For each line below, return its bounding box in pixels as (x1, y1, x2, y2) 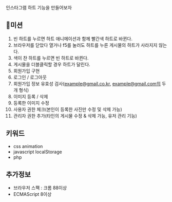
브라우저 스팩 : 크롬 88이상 (13, 185, 67, 191)
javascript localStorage (13, 149, 62, 155)
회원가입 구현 (13, 67, 40, 74)
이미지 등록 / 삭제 (13, 93, 48, 99)
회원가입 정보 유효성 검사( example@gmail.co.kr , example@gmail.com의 (13, 80, 161, 86)
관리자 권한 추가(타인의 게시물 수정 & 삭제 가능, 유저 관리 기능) (13, 113, 138, 119)
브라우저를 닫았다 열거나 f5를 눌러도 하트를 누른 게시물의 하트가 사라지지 (13, 42, 158, 48)
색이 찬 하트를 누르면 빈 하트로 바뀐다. (13, 54, 89, 61)
